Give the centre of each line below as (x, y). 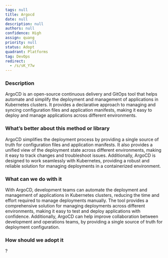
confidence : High (23, 33)
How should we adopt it (34, 240)
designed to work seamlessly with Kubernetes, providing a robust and (77, 160)
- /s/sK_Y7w (22, 66)
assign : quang (20, 38)
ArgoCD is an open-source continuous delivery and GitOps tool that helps (81, 94)
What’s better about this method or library (57, 128)
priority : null (21, 43)
